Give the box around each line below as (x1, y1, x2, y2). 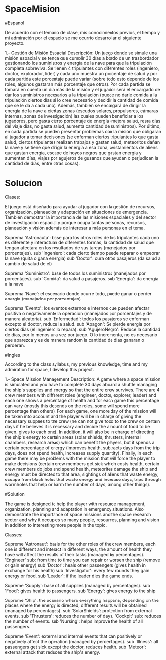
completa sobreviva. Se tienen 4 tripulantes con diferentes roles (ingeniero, (5, 65, 159, 71)
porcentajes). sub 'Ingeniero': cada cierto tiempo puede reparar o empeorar (5, 250, 160, 256)
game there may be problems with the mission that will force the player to (5, 455, 155, 461)
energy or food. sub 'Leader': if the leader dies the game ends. (5, 573, 133, 579)
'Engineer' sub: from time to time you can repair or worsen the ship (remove (5, 557, 160, 563)
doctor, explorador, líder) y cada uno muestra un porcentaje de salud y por (5, 70, 158, 76)
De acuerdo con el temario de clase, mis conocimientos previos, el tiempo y (5, 29, 160, 35)
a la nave (5, 281, 24, 287)
